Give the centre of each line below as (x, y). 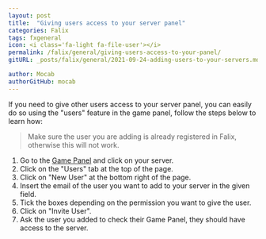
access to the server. (54, 228)
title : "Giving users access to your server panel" (97, 23)
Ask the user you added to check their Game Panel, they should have (132, 219)
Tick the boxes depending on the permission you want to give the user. (135, 202)
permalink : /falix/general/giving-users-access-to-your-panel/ (115, 52)
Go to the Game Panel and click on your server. (97, 160)
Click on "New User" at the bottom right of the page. (105, 177)
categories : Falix (38, 30)
